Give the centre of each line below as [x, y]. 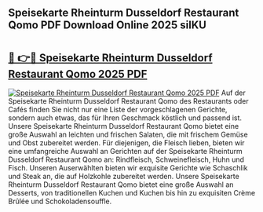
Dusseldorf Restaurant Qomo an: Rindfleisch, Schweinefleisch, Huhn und [126, 159]
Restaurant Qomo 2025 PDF [78, 74]
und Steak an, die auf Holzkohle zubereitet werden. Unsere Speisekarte [124, 176]
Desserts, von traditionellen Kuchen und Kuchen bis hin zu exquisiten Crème [132, 193]
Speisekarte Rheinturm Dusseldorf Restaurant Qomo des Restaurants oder [128, 101]
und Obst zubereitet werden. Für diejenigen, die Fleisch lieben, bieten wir [126, 143]
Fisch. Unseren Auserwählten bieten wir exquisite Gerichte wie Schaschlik [128, 168]
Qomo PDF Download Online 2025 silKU [107, 26]
